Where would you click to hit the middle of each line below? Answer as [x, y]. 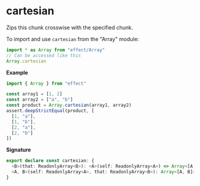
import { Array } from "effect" [46, 83]
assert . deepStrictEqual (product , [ [50, 111]
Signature [19, 150]
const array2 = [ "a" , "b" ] [40, 100]
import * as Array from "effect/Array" [56, 50]
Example [17, 72]
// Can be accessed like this [44, 55]
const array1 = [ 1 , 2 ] [34, 94]
